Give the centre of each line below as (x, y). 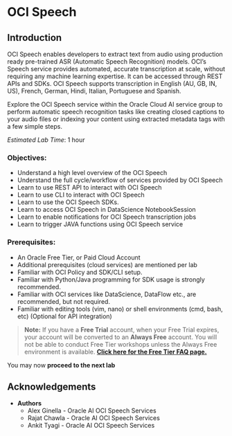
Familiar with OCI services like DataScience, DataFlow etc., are (107, 294)
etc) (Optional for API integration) (64, 316)
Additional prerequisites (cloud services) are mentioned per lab (107, 264)
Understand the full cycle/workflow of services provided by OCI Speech (120, 180)
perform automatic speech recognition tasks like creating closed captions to (116, 112)
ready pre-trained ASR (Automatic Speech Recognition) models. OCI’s (107, 62)
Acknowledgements (52, 387)
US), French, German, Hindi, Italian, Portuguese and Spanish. (94, 91)
